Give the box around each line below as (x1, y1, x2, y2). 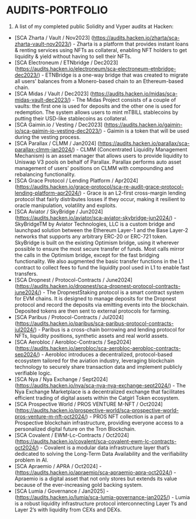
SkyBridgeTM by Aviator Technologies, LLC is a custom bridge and (14, 220, 175, 227)
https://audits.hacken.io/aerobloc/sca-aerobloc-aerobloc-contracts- (16, 344, 181, 351)
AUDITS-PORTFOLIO (6, 4, 108, 17)
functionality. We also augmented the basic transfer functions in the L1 (14, 258, 184, 265)
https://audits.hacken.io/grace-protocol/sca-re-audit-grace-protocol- (16, 183, 184, 190)
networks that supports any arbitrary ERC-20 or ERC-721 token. (14, 233, 167, 240)
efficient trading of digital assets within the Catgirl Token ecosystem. (14, 394, 180, 401)
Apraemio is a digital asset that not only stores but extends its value (14, 475, 177, 482)
